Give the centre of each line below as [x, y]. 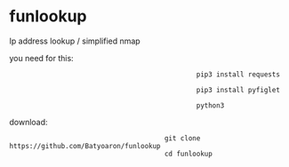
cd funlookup [189, 154]
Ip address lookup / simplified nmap [75, 41]
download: [28, 122]
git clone [182, 138]
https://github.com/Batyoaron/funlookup [85, 146]
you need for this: [41, 58]
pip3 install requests [238, 74]
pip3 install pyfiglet [238, 90]
